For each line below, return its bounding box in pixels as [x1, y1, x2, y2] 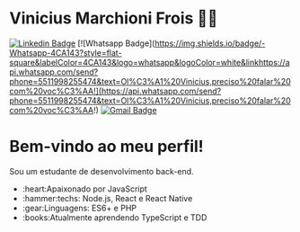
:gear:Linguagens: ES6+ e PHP [22, 202, 137, 213]
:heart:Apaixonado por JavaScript [22, 183, 148, 194]
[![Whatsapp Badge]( [77, 38, 155, 49]
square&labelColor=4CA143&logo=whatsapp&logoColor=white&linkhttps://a [9, 57, 290, 67]
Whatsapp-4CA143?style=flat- [9, 47, 123, 58]
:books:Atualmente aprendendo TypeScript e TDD [22, 211, 207, 223]
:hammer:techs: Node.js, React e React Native [22, 192, 193, 203]
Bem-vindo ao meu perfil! [9, 137, 204, 156]
